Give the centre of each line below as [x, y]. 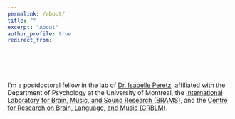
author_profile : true [40, 34]
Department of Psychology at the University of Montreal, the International [115, 93]
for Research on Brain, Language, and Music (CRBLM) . [88, 108]
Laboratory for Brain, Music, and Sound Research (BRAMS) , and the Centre [117, 101]
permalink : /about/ [36, 14]
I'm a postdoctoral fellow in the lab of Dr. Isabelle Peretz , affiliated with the [116, 85]
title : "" [22, 21]
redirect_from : [30, 40]
